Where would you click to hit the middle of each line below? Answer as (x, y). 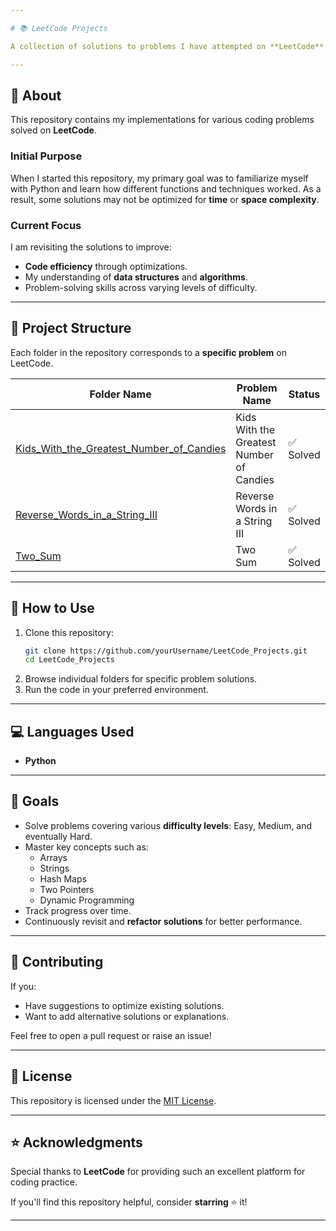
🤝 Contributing (57, 962)
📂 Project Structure (71, 328)
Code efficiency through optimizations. (106, 266)
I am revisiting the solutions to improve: (91, 247)
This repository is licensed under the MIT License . (113, 1100)
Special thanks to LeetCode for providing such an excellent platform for (158, 1172)
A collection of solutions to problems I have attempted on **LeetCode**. (169, 46)
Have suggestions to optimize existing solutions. (124, 1005)
